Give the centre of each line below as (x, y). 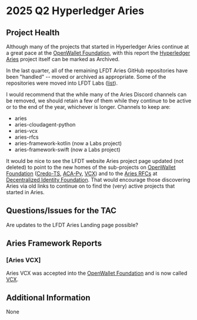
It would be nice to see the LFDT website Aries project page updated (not (95, 161)
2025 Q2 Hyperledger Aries (75, 11)
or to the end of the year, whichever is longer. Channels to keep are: (88, 107)
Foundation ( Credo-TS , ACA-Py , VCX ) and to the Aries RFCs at (82, 174)
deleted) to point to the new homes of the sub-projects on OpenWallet (91, 167)
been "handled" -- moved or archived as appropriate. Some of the (86, 77)
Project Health (33, 33)
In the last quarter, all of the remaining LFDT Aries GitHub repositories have (97, 71)
